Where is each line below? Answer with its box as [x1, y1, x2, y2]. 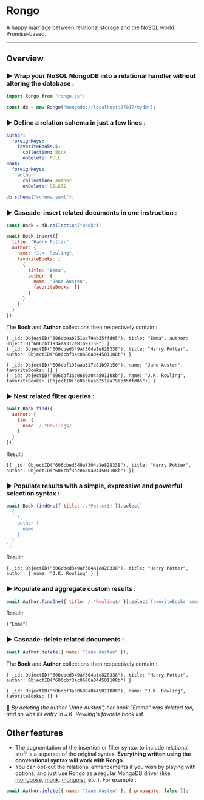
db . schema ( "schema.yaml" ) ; [6, 194, 75, 201]
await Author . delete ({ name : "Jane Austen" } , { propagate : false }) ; [6, 788, 189, 794]
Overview [6, 53, 44, 64]
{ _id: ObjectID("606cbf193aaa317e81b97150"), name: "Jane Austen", [6, 362, 183, 368]
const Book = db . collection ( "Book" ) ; [6, 222, 102, 229]
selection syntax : [6, 489, 60, 497]
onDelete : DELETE [22, 183, 67, 189]
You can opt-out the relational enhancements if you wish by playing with [15, 764, 196, 771]
